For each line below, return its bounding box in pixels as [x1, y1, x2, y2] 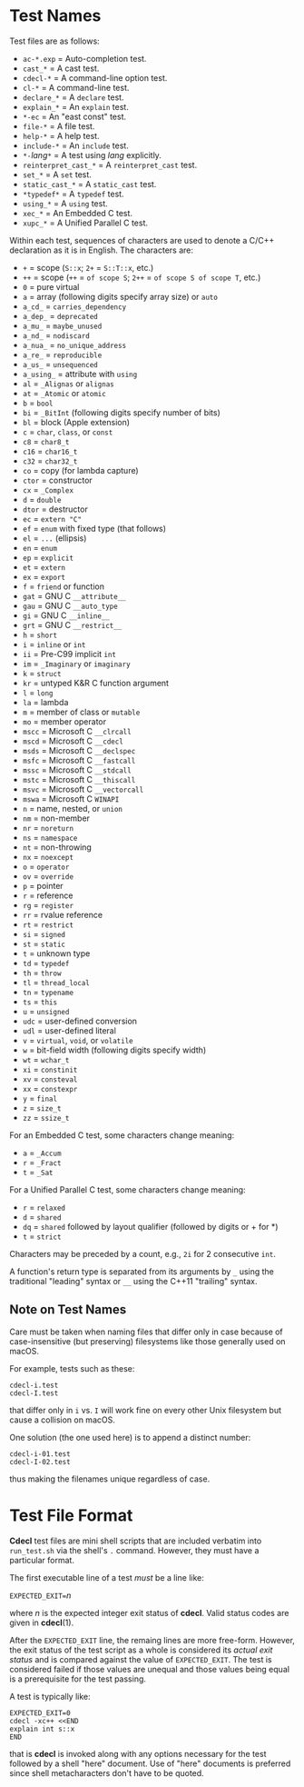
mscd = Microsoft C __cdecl [22, 735, 124, 746]
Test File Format [9, 1505, 133, 1525]
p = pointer [22, 880, 64, 891]
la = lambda [22, 696, 69, 707]
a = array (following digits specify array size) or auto [22, 291, 218, 302]
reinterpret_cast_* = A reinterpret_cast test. [22, 159, 198, 170]
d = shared [22, 1211, 62, 1223]
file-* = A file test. [22, 120, 95, 132]
